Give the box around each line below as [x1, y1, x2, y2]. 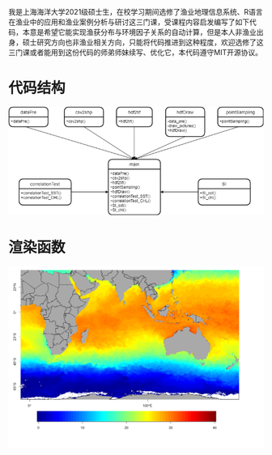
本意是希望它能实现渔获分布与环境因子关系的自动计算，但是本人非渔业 [22, 28, 257, 36]
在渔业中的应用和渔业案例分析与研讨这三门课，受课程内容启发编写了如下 [8, 17, 249, 27]
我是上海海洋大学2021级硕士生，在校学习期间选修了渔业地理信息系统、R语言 [8, 7, 263, 16]
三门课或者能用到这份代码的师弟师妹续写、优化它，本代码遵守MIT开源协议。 [8, 48, 263, 57]
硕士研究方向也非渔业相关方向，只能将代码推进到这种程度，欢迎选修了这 [22, 37, 264, 47]
